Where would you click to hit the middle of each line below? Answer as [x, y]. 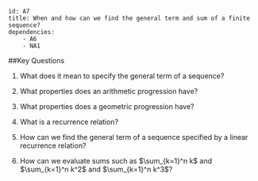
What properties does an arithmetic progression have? [109, 91]
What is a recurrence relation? [69, 122]
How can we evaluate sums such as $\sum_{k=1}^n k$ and [116, 161]
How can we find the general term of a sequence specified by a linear [134, 137]
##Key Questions [37, 60]
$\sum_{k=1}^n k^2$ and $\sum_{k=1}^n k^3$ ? [96, 169]
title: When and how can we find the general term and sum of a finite [129, 18]
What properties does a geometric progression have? [107, 106]
